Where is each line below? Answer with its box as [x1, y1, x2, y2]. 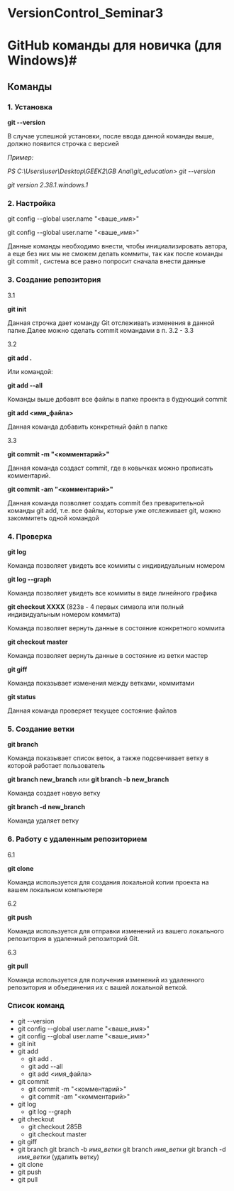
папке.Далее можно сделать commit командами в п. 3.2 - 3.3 [7, 326, 194, 334]
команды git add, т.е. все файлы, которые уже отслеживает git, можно [7, 506, 221, 515]
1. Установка [7, 101, 53, 111]
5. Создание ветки [7, 724, 74, 734]
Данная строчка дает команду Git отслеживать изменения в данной [7, 318, 215, 327]
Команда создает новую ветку [7, 789, 101, 798]
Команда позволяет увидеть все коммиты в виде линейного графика [7, 588, 218, 597]
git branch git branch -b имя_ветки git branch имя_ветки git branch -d [17, 1145, 226, 1153]
